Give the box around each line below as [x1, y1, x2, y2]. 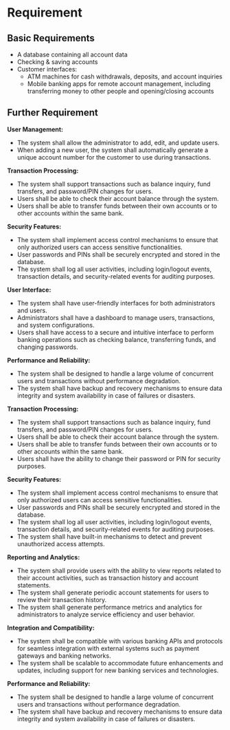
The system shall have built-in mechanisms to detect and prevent [16, 532, 203, 541]
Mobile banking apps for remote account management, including [27, 80, 211, 87]
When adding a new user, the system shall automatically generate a [16, 146, 209, 154]
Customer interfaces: [16, 65, 78, 73]
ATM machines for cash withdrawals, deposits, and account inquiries [27, 72, 223, 80]
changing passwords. [16, 343, 78, 351]
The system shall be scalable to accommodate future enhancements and [16, 658, 223, 667]
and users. [16, 306, 47, 314]
